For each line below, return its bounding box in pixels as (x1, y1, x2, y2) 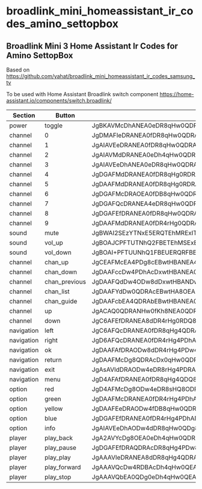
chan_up (44, 258, 69, 266)
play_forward (44, 463, 81, 471)
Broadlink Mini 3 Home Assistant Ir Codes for (6, 41, 179, 51)
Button (55, 111, 75, 120)
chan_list (44, 287, 70, 296)
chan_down (44, 268, 78, 276)
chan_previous (44, 278, 86, 286)
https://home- (159, 91, 194, 97)
